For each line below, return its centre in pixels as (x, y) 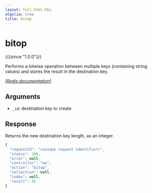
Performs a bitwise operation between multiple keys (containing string (76, 66)
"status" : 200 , (25, 154)
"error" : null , (25, 159)
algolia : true (20, 14)
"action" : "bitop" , (30, 168)
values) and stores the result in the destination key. (57, 71)
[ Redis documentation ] (28, 81)
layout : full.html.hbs (28, 10)
